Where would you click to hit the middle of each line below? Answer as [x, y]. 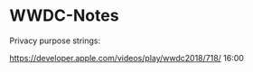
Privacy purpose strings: [55, 40]
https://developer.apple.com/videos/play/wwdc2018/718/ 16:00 [126, 58]
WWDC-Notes [64, 16]
